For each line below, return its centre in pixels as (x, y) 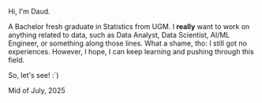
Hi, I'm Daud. (29, 11)
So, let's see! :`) (34, 75)
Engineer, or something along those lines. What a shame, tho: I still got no (127, 43)
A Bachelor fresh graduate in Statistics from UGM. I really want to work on (129, 26)
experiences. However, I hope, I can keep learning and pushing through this (131, 51)
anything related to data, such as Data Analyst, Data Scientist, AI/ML (119, 35)
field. (17, 60)
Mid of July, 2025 (37, 90)
